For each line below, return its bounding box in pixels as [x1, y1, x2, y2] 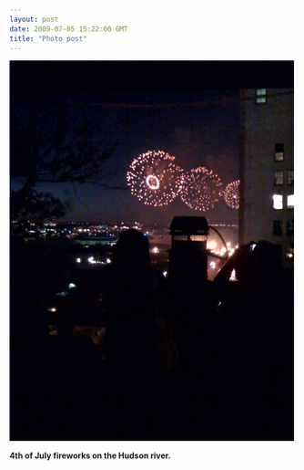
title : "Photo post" [9, 34, 88, 43]
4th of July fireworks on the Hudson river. [9, 450, 171, 461]
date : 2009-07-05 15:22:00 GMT [9, 24, 128, 34]
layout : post [9, 15, 59, 24]
